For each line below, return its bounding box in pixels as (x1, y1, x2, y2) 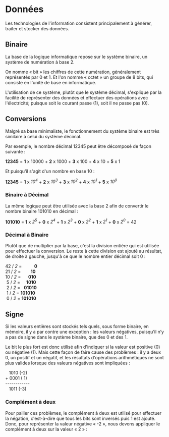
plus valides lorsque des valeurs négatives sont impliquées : (5, 360, 130, 366)
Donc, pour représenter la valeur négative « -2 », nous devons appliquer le (5, 420, 160, 427)
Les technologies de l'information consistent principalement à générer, (5, 20, 152, 26)
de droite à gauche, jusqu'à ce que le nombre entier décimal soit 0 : (5, 253, 146, 259)
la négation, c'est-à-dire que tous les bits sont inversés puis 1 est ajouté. (5, 415, 155, 421)
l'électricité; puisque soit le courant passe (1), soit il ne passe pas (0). (5, 100, 149, 106)
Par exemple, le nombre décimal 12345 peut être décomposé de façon (5, 143, 151, 149)
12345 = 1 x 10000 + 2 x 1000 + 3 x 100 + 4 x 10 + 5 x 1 (5, 158, 121, 165)
